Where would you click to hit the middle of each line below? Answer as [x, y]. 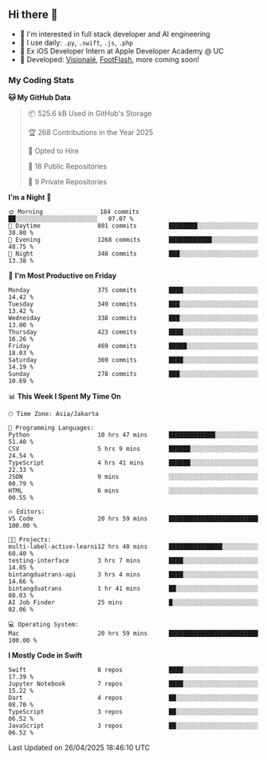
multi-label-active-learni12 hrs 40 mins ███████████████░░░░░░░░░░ [133, 547]
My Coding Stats [41, 80]
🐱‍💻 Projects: [30, 540]
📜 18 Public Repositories [67, 166]
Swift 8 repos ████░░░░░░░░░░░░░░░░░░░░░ [133, 670]
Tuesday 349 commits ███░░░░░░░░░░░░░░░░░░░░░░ [133, 304]
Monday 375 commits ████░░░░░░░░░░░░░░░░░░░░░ [133, 291]
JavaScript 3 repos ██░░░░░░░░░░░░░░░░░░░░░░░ [133, 726]
